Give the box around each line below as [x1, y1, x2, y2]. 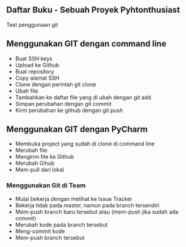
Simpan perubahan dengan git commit [15, 100, 112, 107]
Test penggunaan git [6, 21, 59, 28]
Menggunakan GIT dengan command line [6, 39, 166, 49]
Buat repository [15, 68, 54, 75]
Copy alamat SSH [15, 74, 60, 82]
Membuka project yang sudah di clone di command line [15, 140, 155, 148]
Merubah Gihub [15, 159, 55, 167]
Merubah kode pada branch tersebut [15, 221, 108, 228]
